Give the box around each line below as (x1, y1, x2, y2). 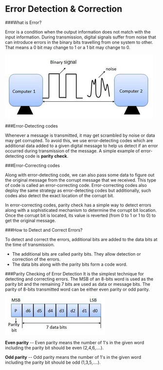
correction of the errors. (12, 256, 61, 262)
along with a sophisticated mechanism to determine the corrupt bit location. (5, 207, 157, 213)
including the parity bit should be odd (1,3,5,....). (5, 359, 101, 365)
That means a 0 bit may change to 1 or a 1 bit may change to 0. (5, 44, 130, 50)
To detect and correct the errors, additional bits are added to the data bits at (5, 236, 158, 242)
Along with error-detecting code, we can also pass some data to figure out (5, 172, 155, 178)
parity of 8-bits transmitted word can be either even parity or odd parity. (5, 286, 150, 292)
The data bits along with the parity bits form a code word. (12, 261, 127, 267)
